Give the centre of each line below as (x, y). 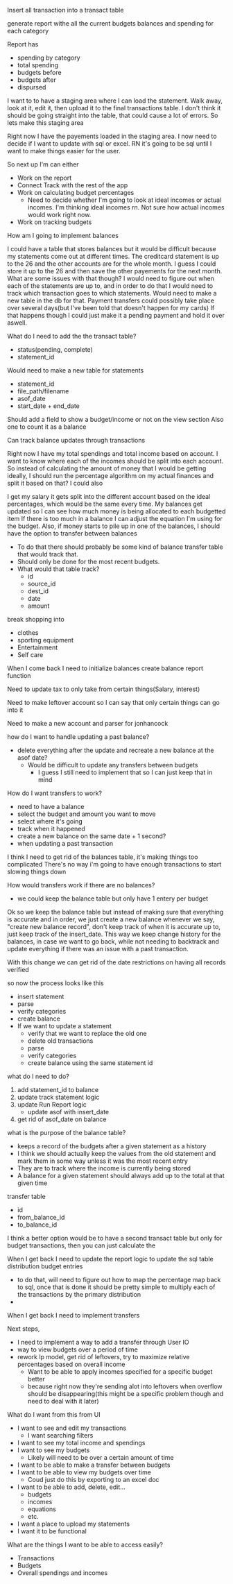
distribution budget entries (45, 1266)
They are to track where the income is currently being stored (104, 1168)
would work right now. (59, 215)
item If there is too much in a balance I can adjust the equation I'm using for (115, 519)
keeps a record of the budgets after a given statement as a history (112, 1146)
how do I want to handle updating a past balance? (78, 737)
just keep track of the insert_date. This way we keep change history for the (114, 934)
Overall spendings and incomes (62, 1573)
